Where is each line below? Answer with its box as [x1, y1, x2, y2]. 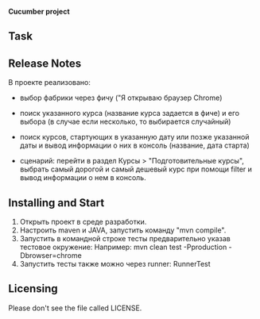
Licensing [8, 282, 58, 296]
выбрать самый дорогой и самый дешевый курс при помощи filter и [19, 164, 253, 174]
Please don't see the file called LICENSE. [8, 303, 142, 313]
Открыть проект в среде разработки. [19, 217, 147, 227]
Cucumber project [8, 7, 70, 16]
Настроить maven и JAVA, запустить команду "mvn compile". [19, 225, 227, 235]
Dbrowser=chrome [19, 251, 82, 260]
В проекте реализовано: [8, 78, 91, 87]
